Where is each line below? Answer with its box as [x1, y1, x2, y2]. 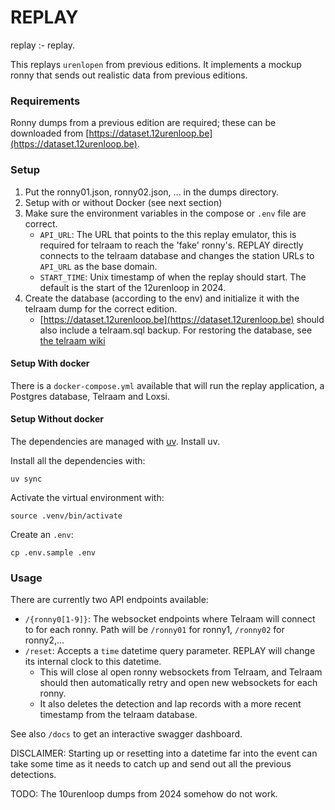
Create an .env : [10, 528, 74, 540]
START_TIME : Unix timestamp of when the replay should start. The [39, 271, 307, 283]
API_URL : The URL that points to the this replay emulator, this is [39, 228, 297, 240]
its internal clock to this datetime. [24, 656, 162, 668]
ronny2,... [24, 634, 65, 646]
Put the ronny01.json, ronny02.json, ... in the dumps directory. [24, 186, 279, 198]
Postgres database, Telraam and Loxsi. [10, 390, 171, 402]
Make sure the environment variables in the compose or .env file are [24, 207, 307, 219]
